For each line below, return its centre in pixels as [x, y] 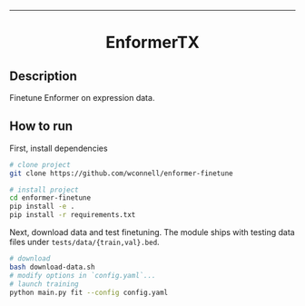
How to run [41, 127]
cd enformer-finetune [50, 198]
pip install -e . [42, 207]
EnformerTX [152, 43]
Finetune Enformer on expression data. [82, 98]
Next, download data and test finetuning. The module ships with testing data [152, 232]
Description [43, 76]
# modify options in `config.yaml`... [83, 275]
